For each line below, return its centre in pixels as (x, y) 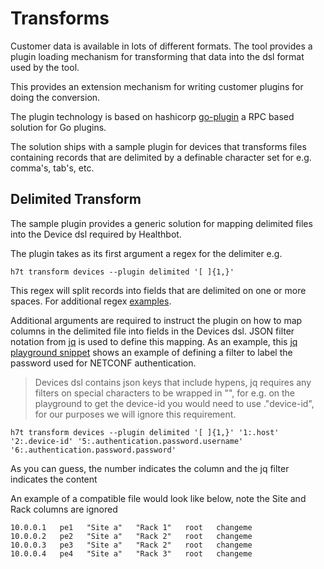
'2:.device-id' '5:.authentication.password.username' (127, 441)
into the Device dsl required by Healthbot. (96, 234)
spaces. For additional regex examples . (91, 301)
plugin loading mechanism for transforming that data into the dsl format (157, 56)
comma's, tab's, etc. (52, 168)
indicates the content (54, 479)
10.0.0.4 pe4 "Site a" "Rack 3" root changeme (131, 553)
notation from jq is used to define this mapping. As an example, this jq (154, 341)
